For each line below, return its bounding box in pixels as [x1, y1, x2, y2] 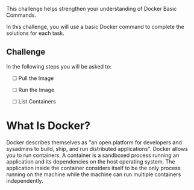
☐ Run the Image [11, 86, 55, 93]
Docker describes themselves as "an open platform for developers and [6, 138, 183, 146]
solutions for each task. [6, 29, 64, 37]
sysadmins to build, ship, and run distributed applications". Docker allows [6, 145, 189, 152]
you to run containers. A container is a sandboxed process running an [6, 152, 180, 159]
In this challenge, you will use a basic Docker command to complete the [6, 23, 185, 30]
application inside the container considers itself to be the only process [6, 164, 181, 171]
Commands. [6, 11, 37, 19]
